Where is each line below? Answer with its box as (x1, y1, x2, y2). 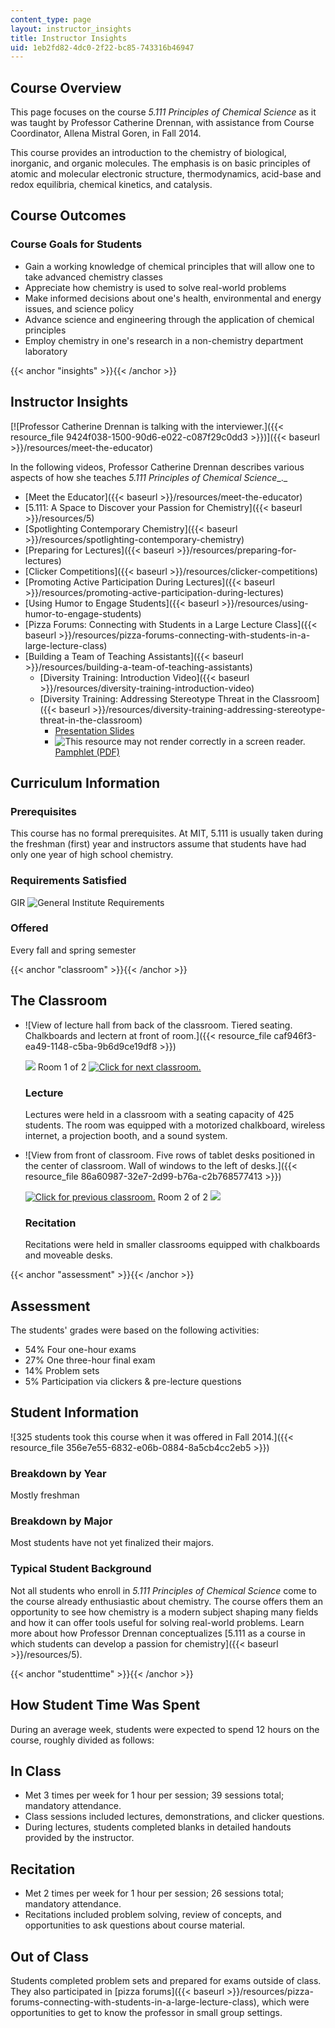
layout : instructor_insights (10, 24, 132, 34)
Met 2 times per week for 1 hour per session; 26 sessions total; (24, 1887, 284, 1900)
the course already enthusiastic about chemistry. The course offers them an (10, 1595, 323, 1607)
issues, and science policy (24, 302, 135, 315)
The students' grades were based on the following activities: (10, 1324, 260, 1336)
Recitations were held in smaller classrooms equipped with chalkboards (24, 1239, 321, 1251)
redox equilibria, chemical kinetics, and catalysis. (10, 179, 213, 191)
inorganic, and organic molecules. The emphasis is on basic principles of (10, 157, 312, 170)
